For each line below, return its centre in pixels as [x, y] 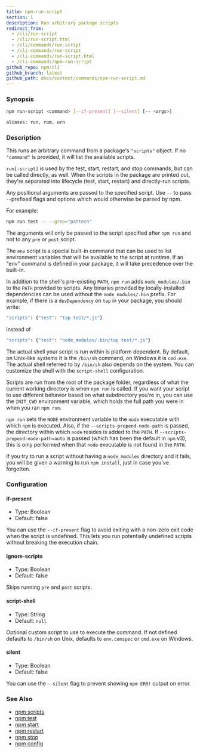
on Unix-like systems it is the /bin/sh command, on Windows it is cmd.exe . [97, 358]
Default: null [30, 620]
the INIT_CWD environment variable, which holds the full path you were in [95, 401]
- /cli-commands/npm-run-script [52, 62]
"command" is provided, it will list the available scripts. [71, 157]
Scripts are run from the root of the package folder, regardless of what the [98, 382]
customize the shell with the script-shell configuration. [75, 371]
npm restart [29, 731]
